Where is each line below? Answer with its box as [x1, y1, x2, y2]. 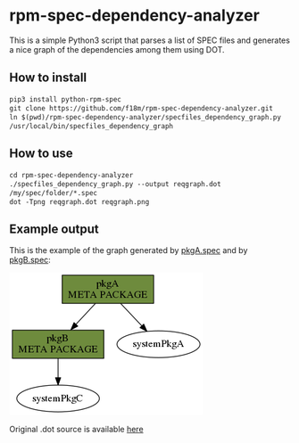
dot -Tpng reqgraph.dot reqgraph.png [9, 197, 150, 206]
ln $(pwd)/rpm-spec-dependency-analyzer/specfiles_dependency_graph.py [9, 112, 281, 121]
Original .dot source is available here [9, 424, 145, 435]
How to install [9, 70, 87, 86]
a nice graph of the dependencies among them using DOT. [9, 44, 225, 54]
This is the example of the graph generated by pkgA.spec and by [9, 245, 248, 256]
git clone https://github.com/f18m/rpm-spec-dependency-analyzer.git [9, 103, 274, 112]
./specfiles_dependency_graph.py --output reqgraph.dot [9, 179, 221, 188]
